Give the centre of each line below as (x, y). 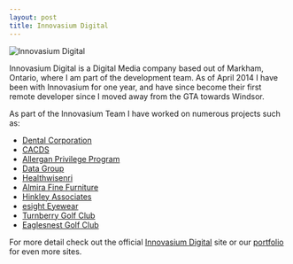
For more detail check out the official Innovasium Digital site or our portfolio (146, 242)
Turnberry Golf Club (58, 215)
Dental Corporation (57, 140)
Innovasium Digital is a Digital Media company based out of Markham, (136, 68)
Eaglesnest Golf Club (60, 225)
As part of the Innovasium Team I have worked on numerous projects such (145, 113)
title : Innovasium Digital (59, 26)
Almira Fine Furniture (60, 187)
